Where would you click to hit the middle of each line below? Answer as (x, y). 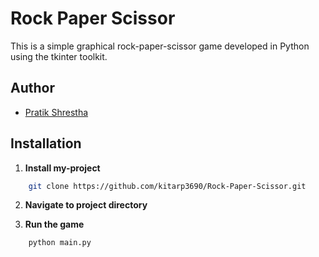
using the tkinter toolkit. (59, 56)
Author (32, 88)
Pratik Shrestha (56, 112)
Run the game (54, 224)
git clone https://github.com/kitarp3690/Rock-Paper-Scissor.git (167, 186)
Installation (46, 143)
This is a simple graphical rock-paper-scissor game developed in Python (160, 46)
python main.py (60, 243)
